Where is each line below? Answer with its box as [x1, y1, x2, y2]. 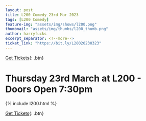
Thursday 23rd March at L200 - [5, 72, 141, 84]
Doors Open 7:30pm [5, 83, 93, 95]
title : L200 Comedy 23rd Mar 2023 [5, 12, 79, 17]
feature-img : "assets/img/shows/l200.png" [5, 21, 97, 27]
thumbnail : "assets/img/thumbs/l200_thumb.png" [5, 27, 109, 32]
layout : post [5, 7, 33, 13]
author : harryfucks [5, 31, 47, 36]
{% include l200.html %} [5, 100, 57, 106]
